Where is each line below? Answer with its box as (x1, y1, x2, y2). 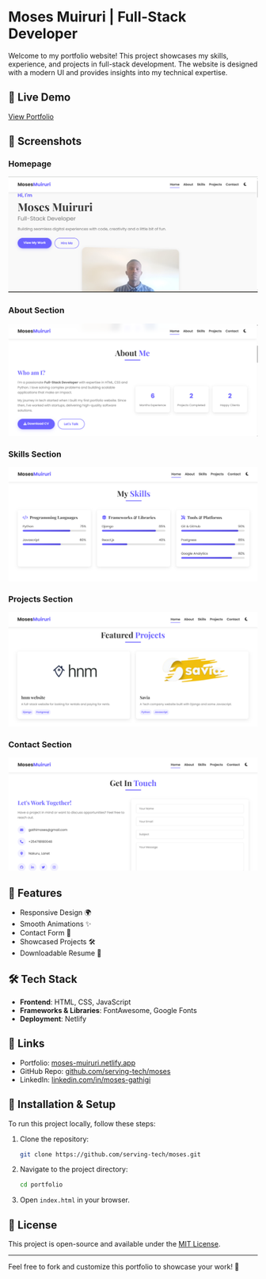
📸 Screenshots (8, 135, 82, 148)
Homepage (8, 158, 51, 169)
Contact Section (8, 738, 73, 750)
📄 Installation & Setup (8, 1098, 116, 1111)
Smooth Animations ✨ (19, 919, 92, 929)
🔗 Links (8, 1037, 45, 1050)
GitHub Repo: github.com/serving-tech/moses (19, 1066, 171, 1076)
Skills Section (8, 448, 62, 459)
